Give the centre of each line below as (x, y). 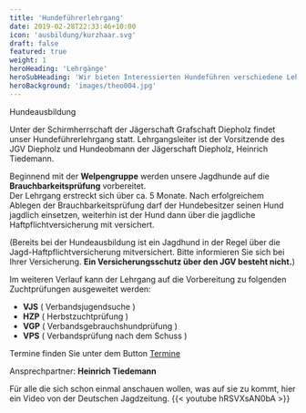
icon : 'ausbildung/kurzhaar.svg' (73, 35)
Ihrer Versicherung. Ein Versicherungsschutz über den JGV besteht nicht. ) (153, 262)
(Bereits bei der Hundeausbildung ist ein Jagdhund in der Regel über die (145, 242)
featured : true (38, 52)
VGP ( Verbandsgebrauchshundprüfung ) (100, 325)
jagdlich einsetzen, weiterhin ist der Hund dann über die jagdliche (133, 214)
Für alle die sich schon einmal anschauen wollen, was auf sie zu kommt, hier (153, 388)
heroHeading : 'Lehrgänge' (58, 69)
